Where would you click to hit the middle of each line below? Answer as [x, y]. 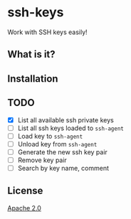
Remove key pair [42, 160]
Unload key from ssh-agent [57, 144]
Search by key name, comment [63, 168]
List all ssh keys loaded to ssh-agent [71, 128]
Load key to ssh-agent [50, 136]
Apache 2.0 [24, 208]
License [25, 191]
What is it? [31, 54]
